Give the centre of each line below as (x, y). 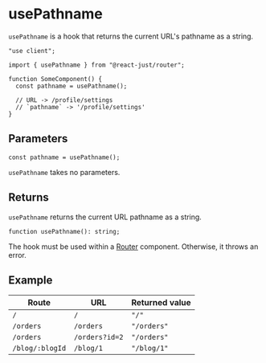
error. (17, 255)
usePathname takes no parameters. (64, 172)
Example (31, 280)
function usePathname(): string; (64, 231)
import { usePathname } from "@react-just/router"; (96, 65)
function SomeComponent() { (55, 79)
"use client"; (32, 51)
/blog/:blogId (39, 349)
